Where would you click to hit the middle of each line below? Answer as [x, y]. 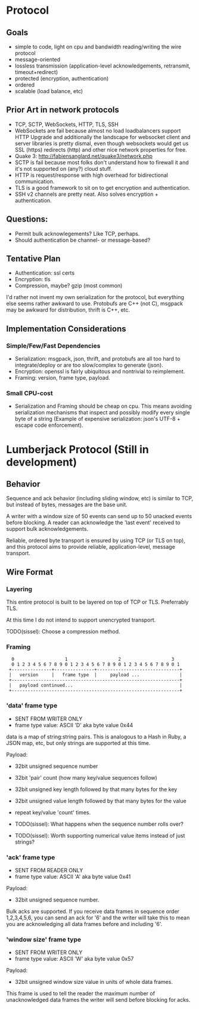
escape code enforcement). [49, 425]
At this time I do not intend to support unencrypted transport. [81, 620]
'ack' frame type [31, 857]
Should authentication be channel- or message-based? [83, 240]
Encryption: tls [32, 279]
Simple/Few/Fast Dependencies [53, 346]
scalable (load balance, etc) [49, 91]
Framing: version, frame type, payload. [62, 378]
